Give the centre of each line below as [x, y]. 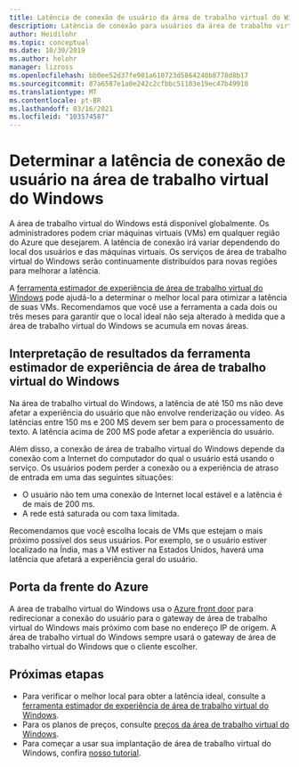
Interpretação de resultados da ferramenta [130, 354]
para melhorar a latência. [55, 271]
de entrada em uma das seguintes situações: [92, 477]
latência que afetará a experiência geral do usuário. [104, 559]
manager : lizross [41, 68]
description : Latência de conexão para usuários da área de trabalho [141, 26]
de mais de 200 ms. [58, 503]
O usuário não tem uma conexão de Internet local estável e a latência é [152, 494]
